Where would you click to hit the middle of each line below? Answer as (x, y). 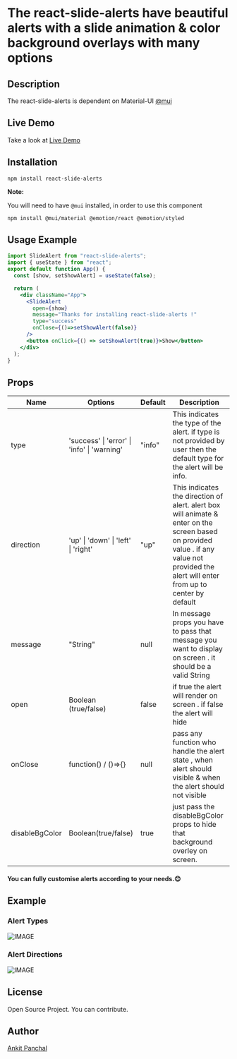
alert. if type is (196, 432)
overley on (190, 851)
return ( (26, 288)
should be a (192, 667)
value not (188, 558)
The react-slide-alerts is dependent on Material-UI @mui (90, 101)
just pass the (194, 807)
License (25, 992)
